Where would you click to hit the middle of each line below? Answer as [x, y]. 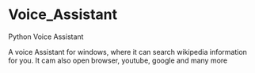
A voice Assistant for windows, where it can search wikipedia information [128, 52]
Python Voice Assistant [46, 36]
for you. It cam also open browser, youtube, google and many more [118, 60]
